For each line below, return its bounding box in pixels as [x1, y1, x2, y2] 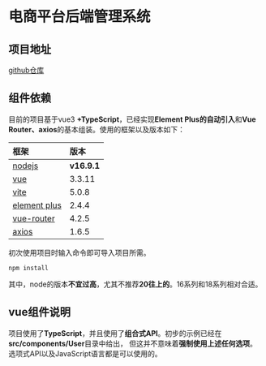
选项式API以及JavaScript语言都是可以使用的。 [8, 348, 162, 358]
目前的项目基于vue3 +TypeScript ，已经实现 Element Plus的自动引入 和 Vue [8, 114, 257, 124]
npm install [8, 264, 49, 272]
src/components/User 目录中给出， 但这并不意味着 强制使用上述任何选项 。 [8, 338, 258, 348]
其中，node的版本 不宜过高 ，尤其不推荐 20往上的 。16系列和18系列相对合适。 [8, 279, 263, 289]
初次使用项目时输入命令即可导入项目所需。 [8, 248, 151, 257]
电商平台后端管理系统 [8, 7, 152, 26]
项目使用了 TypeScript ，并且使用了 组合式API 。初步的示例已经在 [8, 328, 222, 338]
